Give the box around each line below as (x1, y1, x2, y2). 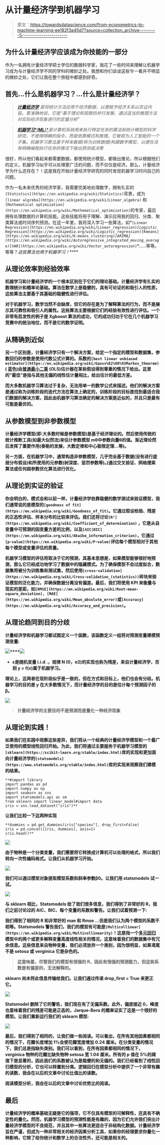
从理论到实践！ (5, 723, 51, 732)
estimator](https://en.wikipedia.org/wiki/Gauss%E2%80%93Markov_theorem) (5, 361, 160, 366)
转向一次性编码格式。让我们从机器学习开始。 (5, 856, 96, 861)
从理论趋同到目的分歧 (5, 618, 70, 627)
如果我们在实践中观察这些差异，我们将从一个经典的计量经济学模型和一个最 (5, 737, 156, 743)
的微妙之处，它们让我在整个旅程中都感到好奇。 (5, 74, 100, 80)
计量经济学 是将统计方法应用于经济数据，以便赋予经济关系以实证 (17, 104, 148, 110)
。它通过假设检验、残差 (108, 508, 156, 514)
